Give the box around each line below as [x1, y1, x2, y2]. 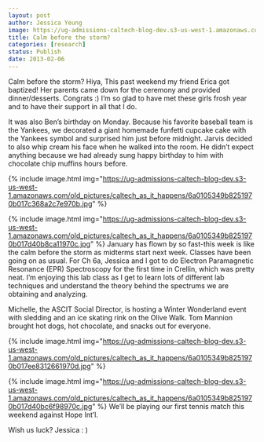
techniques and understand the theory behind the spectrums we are [8, 280, 229, 290]
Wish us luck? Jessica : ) [8, 425, 89, 434]
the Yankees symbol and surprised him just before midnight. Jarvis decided [8, 133, 253, 143]
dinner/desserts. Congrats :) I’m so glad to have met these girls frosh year [8, 93, 247, 103]
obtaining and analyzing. [8, 289, 88, 298]
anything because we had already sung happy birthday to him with [8, 150, 224, 159]
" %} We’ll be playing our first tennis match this [91, 401, 245, 411]
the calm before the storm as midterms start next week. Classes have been [8, 247, 251, 257]
